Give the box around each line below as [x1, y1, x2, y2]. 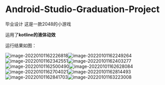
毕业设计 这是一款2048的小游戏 [5, 21, 72, 27]
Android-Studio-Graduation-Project [5, 4, 160, 15]
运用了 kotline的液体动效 [5, 31, 56, 37]
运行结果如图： [5, 42, 37, 49]
